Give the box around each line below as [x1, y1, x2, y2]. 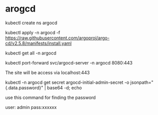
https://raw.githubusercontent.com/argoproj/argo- [5, 35, 110, 41]
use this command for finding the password [5, 94, 96, 100]
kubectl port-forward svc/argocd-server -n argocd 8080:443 [5, 60, 133, 66]
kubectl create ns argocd [5, 20, 58, 26]
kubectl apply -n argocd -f [5, 29, 61, 35]
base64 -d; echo [47, 84, 82, 91]
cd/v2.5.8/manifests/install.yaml [5, 40, 72, 46]
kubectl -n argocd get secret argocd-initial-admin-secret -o [5, 79, 130, 85]
